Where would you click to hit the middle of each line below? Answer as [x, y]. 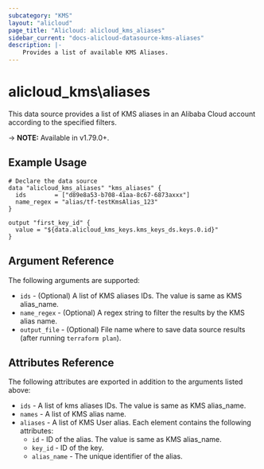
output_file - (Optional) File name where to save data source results [132, 329]
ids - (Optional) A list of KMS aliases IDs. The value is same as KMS [131, 296]
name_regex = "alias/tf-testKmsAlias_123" [87, 202]
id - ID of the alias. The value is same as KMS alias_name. [127, 440]
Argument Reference [61, 261]
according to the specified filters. [63, 122]
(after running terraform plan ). [70, 338]
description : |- [35, 45]
